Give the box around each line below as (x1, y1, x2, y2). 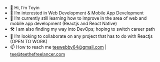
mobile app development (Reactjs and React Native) (9, 20, 117, 26)
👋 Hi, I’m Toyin (9, 5, 40, 10)
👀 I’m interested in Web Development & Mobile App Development (9, 10, 144, 16)
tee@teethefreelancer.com (9, 51, 65, 57)
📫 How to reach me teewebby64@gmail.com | (9, 44, 106, 50)
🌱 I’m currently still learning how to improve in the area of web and (9, 15, 147, 21)
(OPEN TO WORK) (9, 39, 47, 44)
